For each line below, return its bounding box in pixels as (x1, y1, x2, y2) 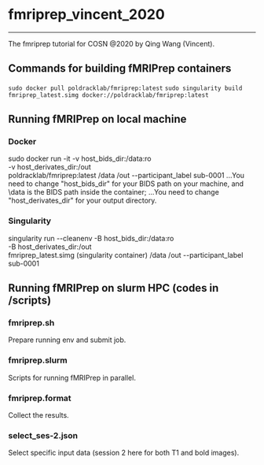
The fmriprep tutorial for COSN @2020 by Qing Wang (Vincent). (8, 39, 214, 48)
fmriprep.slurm (8, 355, 68, 366)
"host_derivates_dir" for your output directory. (8, 195, 157, 206)
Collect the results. (8, 411, 69, 420)
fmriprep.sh (8, 318, 55, 329)
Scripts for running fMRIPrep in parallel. (8, 373, 136, 382)
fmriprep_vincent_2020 (8, 6, 165, 24)
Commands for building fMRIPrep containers (8, 61, 232, 76)
